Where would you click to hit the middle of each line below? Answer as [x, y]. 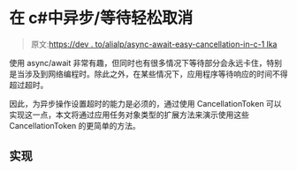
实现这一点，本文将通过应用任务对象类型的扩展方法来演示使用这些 [129, 115]
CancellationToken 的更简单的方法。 [75, 125]
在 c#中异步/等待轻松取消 [101, 18]
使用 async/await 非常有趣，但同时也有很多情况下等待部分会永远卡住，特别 [146, 63]
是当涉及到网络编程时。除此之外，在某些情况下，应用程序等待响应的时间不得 [148, 74]
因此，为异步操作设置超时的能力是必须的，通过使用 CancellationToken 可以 [145, 103]
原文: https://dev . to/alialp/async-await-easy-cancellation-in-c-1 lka [154, 44]
